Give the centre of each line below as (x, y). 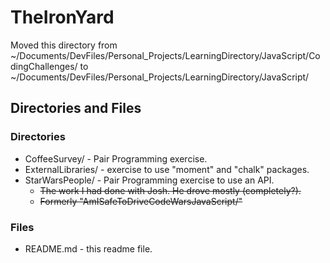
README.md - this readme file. (88, 248)
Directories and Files (76, 108)
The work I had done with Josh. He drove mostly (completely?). (170, 190)
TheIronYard (62, 17)
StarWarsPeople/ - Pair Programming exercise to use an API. (149, 180)
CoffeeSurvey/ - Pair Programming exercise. (116, 158)
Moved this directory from (64, 45)
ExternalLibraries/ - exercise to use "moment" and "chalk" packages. (167, 169)
